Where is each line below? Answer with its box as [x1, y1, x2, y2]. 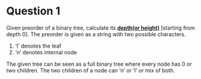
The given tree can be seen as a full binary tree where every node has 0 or [6, 60, 192, 68]
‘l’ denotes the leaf [14, 42, 62, 49]
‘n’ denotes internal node [14, 48, 77, 55]
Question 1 [6, 4, 60, 18]
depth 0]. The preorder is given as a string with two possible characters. [6, 30, 186, 37]
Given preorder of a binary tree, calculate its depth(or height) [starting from [6, 24, 195, 31]
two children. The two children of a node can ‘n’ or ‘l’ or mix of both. [6, 66, 175, 74]
